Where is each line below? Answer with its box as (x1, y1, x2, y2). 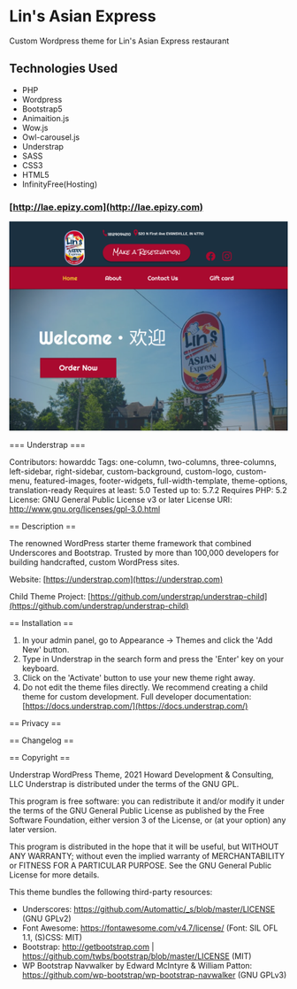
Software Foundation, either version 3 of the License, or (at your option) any (9, 815, 286, 825)
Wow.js (21, 122, 49, 133)
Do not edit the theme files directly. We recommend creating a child (21, 682, 268, 692)
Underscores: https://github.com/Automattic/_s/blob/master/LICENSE (21, 904, 276, 915)
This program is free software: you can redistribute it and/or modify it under (9, 796, 285, 807)
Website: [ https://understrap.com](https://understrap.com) (9, 574, 224, 585)
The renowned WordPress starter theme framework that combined (9, 538, 252, 549)
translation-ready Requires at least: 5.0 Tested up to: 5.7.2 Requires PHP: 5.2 (9, 485, 287, 496)
